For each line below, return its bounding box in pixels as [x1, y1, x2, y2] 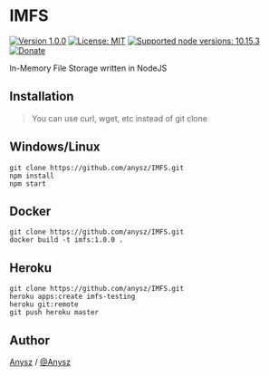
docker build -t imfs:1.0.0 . [9, 236, 124, 245]
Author [9, 333, 50, 348]
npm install [9, 171, 54, 180]
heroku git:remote [9, 300, 79, 309]
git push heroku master [9, 308, 100, 317]
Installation [9, 89, 74, 104]
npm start [9, 178, 47, 188]
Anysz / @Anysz [9, 357, 71, 367]
